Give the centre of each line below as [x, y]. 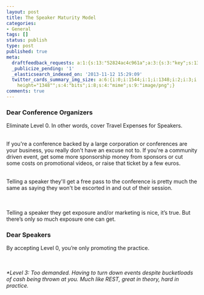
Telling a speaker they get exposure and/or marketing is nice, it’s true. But [98, 213]
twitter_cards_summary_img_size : [54, 80]
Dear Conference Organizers [49, 112]
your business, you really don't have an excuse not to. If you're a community [102, 150]
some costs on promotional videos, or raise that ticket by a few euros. [93, 163]
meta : [13, 57]
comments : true [25, 91]
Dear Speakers [29, 235]
